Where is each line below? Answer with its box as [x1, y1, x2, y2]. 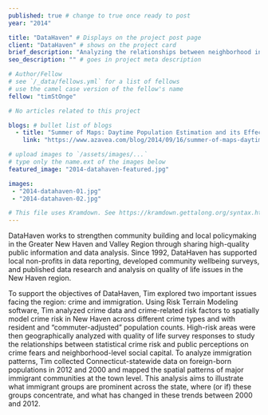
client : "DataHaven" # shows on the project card [8, 41, 177, 49]
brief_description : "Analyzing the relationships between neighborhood [8, 49, 251, 57]
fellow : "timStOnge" [8, 93, 77, 101]
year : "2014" [8, 19, 52, 27]
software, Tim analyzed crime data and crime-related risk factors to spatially [8, 306, 260, 315]
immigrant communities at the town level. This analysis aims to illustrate [8, 373, 244, 383]
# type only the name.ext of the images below [8, 158, 166, 166]
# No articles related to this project [8, 107, 141, 115]
